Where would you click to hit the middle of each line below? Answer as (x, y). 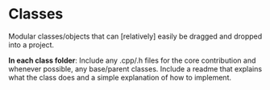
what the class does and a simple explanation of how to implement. (120, 77)
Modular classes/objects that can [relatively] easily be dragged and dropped (135, 36)
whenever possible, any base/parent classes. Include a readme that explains (135, 68)
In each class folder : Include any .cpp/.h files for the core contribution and (132, 60)
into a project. (31, 44)
